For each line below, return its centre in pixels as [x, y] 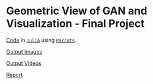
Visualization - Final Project [76, 24]
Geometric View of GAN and [77, 11]
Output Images [24, 51]
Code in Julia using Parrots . [41, 40]
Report [15, 74]
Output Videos [24, 63]
